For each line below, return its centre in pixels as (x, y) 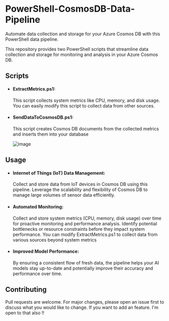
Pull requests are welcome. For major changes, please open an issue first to (85, 302)
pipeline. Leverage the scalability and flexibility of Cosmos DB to (80, 190)
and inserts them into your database (51, 134)
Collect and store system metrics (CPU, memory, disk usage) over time (87, 218)
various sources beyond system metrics (54, 239)
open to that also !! (25, 313)
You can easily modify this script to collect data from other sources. (84, 105)
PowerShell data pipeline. (32, 39)
